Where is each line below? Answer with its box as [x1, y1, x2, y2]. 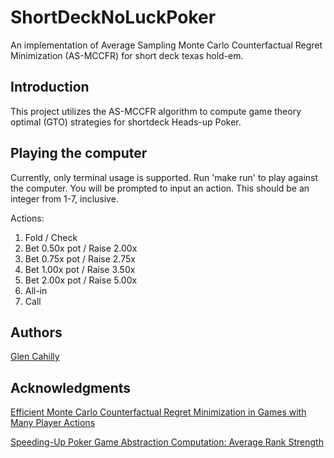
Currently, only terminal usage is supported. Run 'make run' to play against [10, 171, 319, 183]
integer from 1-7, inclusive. [10, 192, 119, 205]
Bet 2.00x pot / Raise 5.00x [24, 274, 138, 286]
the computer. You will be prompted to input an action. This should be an [10, 182, 310, 194]
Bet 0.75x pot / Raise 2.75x [24, 252, 136, 265]
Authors [10, 324, 63, 341]
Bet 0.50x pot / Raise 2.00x [24, 242, 138, 254]
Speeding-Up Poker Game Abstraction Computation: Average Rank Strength [10, 436, 324, 448]
